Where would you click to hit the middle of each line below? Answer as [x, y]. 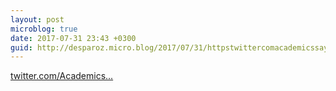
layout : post [37, 19]
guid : [21, 47]
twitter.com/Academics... [62, 76]
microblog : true [44, 29]
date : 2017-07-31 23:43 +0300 [73, 38]
